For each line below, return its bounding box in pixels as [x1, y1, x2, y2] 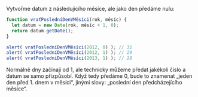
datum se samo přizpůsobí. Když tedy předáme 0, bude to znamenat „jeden [6, 72, 193, 80]
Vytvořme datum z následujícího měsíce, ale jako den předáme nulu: [6, 5, 175, 12]
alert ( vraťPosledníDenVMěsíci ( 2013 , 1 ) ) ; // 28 [6, 55, 133, 62]
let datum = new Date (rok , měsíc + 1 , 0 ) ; [11, 22, 119, 28]
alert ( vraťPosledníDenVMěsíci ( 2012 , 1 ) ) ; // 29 [6, 50, 133, 56]
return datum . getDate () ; [11, 28, 74, 34]
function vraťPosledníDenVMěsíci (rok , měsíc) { [6, 17, 127, 23]
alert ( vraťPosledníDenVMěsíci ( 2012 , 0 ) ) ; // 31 [6, 44, 133, 50]
